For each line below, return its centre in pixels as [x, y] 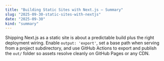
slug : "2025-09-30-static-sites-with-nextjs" [53, 14]
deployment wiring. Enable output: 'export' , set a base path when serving [82, 43]
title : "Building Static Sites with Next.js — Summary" [64, 10]
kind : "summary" [22, 24]
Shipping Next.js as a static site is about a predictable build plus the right [80, 38]
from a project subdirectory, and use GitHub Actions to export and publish [81, 48]
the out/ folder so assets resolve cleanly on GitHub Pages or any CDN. [78, 54]
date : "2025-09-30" [25, 19]
